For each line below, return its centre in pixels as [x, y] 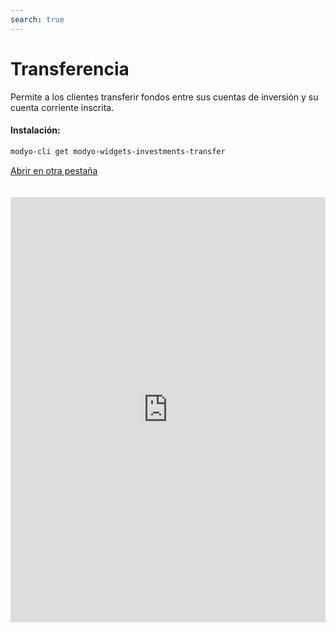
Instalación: [35, 130]
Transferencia [70, 68]
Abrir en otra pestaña [54, 170]
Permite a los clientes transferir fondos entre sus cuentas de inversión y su [164, 97]
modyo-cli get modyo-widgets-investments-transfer [118, 151]
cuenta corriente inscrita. [62, 107]
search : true [37, 19]
